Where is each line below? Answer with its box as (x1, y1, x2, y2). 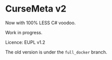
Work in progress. (5, 29, 43, 35)
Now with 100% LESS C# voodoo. (5, 20, 76, 26)
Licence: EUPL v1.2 (5, 39, 46, 45)
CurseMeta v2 (5, 3, 67, 15)
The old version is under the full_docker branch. (5, 49, 107, 55)
